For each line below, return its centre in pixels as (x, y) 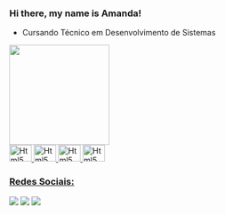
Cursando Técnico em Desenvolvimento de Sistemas (119, 33)
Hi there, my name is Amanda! (76, 13)
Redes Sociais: (42, 182)
